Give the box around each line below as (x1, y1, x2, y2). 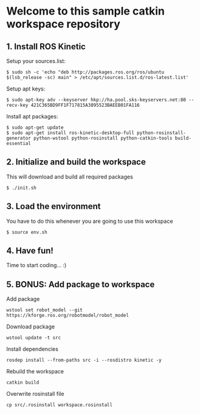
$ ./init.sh (6, 185, 36, 191)
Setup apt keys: (6, 85, 46, 92)
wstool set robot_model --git (6, 307, 83, 313)
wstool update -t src (6, 335, 61, 341)
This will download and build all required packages (6, 173, 134, 180)
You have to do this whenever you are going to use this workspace (6, 217, 173, 225)
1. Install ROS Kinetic (6, 41, 86, 52)
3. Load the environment (6, 202, 102, 212)
